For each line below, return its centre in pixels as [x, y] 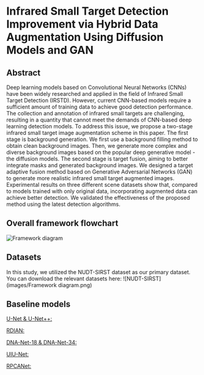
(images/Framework [31, 285]
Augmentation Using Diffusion [85, 37]
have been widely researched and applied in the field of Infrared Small [95, 94]
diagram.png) [75, 285]
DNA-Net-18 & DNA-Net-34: [42, 343]
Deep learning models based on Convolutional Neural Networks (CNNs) [97, 87]
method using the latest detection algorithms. [64, 204]
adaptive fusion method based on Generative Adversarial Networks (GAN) [100, 172]
